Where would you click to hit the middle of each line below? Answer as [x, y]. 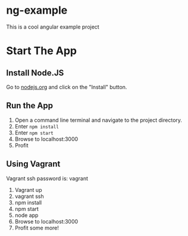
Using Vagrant [33, 164]
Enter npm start [34, 133]
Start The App [42, 51]
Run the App [30, 106]
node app [26, 215]
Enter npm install [37, 126]
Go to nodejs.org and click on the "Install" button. [67, 87]
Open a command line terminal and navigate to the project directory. [98, 120]
